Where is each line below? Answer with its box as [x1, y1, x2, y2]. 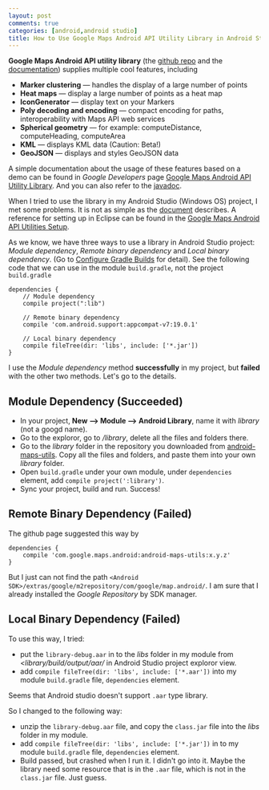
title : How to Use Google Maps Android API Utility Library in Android [8, 34, 252, 43]
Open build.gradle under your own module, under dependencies [19, 467, 232, 477]
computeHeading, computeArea [19, 132, 126, 141]
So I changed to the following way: [8, 706, 122, 715]
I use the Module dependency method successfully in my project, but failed [8, 363, 260, 373]
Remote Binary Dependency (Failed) [8, 507, 192, 521]
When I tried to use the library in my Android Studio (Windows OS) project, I [8, 196, 258, 206]
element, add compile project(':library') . [19, 476, 165, 485]
